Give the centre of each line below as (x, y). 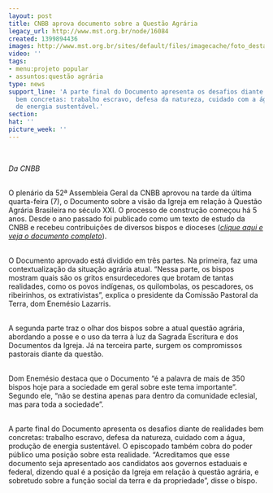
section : (23, 115)
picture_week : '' (38, 129)
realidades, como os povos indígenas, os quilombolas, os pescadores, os (131, 286)
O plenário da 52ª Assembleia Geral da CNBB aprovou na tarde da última (130, 193)
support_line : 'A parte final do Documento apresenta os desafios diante (136, 92)
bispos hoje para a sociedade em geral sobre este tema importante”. (123, 386)
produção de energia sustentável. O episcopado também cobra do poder (131, 446)
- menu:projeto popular (49, 69)
